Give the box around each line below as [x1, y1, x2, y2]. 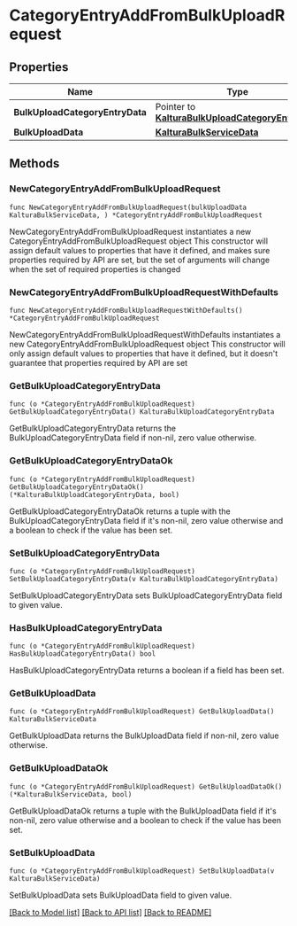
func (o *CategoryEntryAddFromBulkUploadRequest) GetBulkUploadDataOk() [9, 782, 283, 791]
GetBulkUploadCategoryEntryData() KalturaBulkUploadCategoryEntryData [9, 408, 275, 416]
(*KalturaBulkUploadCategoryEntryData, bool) [9, 490, 179, 499]
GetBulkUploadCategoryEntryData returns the [9, 423, 177, 434]
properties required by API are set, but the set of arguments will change [9, 254, 270, 265]
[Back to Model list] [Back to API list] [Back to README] [9, 907, 212, 918]
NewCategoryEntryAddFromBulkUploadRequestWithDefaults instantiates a [9, 329, 281, 339]
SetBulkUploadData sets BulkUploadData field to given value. [9, 890, 232, 900]
